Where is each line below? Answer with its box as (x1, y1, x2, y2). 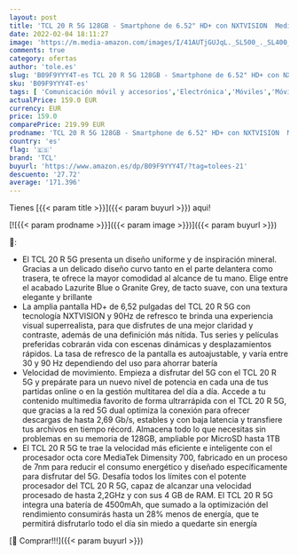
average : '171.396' (9, 178, 82, 187)
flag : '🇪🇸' (9, 145, 53, 154)
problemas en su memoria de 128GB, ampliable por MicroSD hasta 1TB (21, 433, 281, 444)
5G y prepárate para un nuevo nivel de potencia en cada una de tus (21, 377, 269, 387)
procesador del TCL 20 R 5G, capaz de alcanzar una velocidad (21, 480, 252, 491)
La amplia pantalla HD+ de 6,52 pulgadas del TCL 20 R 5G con (21, 301, 251, 312)
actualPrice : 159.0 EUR (9, 95, 98, 105)
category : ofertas (9, 54, 77, 63)
